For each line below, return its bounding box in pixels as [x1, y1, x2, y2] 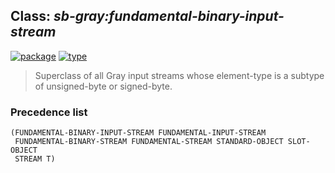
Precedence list [10, 105, 88, 119]
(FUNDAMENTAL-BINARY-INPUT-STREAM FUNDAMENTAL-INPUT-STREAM [10, 128, 267, 138]
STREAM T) [14, 154, 56, 164]
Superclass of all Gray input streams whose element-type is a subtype [34, 69, 325, 81]
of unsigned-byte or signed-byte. [34, 80, 173, 92]
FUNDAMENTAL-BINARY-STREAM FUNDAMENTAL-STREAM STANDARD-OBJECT [14, 137, 284, 147]
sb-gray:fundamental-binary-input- [53, 8, 285, 25]
